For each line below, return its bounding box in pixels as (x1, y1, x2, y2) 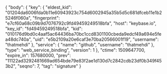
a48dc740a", (5, 36, 32, 42)
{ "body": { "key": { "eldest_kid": (5, 5, 72, 10)
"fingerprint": (32, 15, 60, 21)
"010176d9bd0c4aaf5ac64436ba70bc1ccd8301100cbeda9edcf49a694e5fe (5, 31, 162, 37)
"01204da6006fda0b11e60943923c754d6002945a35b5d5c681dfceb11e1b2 (5, 10, 162, 16)
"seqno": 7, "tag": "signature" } (17, 63, 81, 69)
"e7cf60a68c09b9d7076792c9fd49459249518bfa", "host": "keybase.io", (5, 20, 157, 26)
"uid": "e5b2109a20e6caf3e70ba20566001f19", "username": (33, 36, 159, 42)
